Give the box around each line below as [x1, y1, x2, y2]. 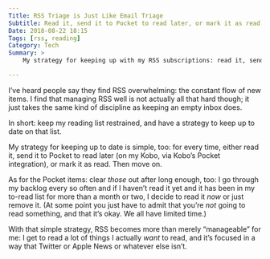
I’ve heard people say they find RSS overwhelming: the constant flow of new [8, 85, 261, 95]
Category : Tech [8, 42, 59, 50]
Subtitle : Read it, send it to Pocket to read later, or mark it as [8, 19, 243, 27]
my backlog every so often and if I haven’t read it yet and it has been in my [8, 183, 256, 192]
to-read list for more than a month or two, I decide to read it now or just [8, 192, 244, 201]
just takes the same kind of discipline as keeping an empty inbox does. [8, 102, 243, 112]
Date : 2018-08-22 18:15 [8, 26, 88, 34]
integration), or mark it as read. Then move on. [8, 159, 162, 168]
